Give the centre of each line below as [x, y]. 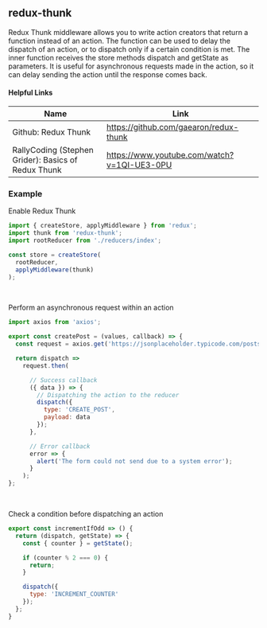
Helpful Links [31, 93]
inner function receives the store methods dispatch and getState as [118, 57]
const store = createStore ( [55, 255]
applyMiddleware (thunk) [54, 270]
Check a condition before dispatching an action [86, 514]
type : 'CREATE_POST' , [79, 410]
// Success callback [63, 380]
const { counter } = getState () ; [78, 543]
